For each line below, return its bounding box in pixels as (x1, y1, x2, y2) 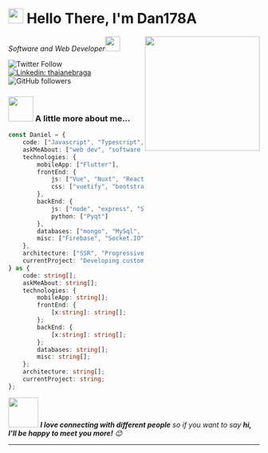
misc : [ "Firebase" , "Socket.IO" (37, 235, 145, 243)
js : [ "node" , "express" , (50, 205, 134, 213)
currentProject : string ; (22, 375, 105, 384)
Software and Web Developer (8, 44, 106, 53)
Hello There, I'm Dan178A (26, 10, 197, 28)
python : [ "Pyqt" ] (50, 212, 109, 221)
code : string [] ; (22, 271, 77, 279)
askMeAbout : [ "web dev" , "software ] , (22, 146, 166, 154)
